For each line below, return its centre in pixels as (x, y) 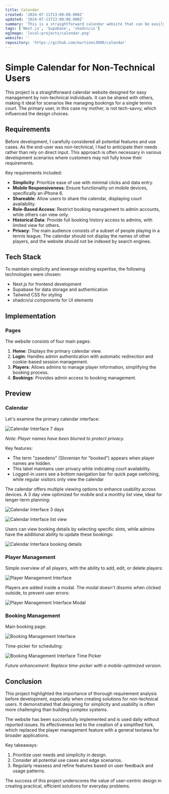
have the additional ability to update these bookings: (59, 534)
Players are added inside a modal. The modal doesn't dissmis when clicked (83, 587)
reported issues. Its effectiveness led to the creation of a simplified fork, (80, 725)
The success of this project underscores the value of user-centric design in (83, 781)
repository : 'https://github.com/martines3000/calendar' (66, 43)
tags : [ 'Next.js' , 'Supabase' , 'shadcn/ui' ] (53, 29)
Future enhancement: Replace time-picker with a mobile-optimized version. (83, 666)
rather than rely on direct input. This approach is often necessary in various (83, 152)
